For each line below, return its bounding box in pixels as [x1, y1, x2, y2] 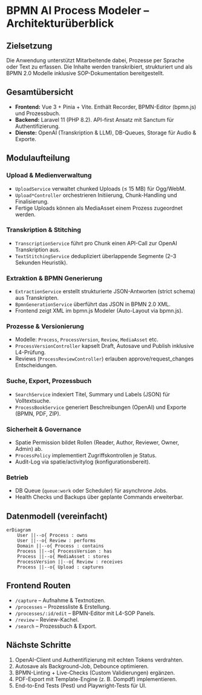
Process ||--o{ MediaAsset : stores [17, 554, 110, 560]
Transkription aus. [15, 246, 60, 253]
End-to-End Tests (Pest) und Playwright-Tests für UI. [15, 682, 147, 689]
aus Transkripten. [15, 294, 59, 302]
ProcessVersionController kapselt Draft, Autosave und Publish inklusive [15, 342, 195, 350]
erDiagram [6, 527, 31, 533]
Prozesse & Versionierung [6, 322, 85, 331]
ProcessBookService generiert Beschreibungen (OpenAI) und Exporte [15, 404, 186, 411]
